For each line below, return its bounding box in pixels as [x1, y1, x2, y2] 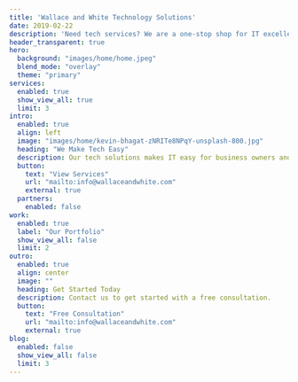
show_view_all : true [17, 95, 93, 105]
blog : [9, 334, 29, 343]
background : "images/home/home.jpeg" [17, 54, 157, 63]
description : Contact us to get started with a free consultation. [17, 293, 272, 302]
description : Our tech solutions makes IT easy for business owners [17, 152, 276, 162]
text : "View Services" [25, 169, 109, 178]
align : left [17, 129, 62, 137]
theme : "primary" [17, 71, 82, 80]
